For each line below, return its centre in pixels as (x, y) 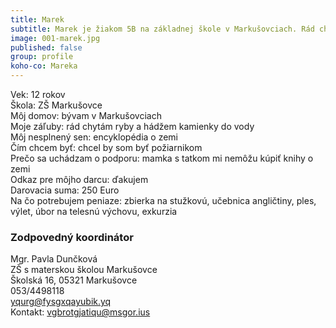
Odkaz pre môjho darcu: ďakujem (79, 179)
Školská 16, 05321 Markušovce (74, 280)
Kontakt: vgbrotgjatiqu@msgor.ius (80, 312)
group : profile (42, 57)
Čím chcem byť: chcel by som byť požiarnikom (106, 147)
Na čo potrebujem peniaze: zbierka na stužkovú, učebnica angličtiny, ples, (163, 200)
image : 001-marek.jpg (55, 38)
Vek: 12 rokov (38, 94)
